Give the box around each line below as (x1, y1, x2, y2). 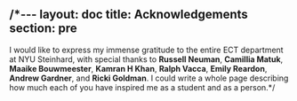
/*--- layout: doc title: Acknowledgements (9, 7, 249, 22)
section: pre (9, 21, 77, 36)
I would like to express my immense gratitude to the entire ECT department (9, 44, 284, 55)
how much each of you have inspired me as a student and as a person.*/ (9, 82, 276, 92)
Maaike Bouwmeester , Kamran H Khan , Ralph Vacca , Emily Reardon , (9, 63, 268, 74)
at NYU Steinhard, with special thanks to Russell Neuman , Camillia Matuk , (9, 53, 284, 65)
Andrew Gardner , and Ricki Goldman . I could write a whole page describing (9, 73, 289, 83)
